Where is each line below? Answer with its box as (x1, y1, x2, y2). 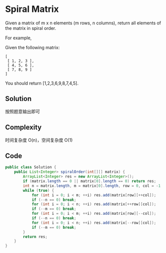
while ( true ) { (23, 188, 55, 193)
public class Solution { (5, 165, 56, 170)
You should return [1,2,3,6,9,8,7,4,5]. (5, 80, 79, 86)
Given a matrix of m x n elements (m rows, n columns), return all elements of (5, 20, 162, 26)
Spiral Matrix (5, 3, 59, 15)
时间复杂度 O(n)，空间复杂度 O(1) (5, 137, 73, 143)
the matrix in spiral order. (5, 25, 56, 31)
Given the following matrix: (5, 44, 60, 50)
